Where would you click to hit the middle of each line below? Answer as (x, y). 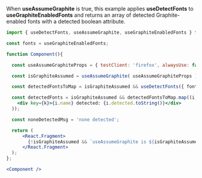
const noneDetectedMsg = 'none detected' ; (66, 120)
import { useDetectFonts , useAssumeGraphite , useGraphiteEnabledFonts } (99, 32)
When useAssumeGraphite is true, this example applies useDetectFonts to (100, 9)
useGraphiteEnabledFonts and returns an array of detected (81, 15)
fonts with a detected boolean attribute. (76, 21)
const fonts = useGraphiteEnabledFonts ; (58, 43)
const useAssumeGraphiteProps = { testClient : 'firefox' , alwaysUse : (100, 65)
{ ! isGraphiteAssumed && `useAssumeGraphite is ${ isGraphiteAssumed (114, 142)
